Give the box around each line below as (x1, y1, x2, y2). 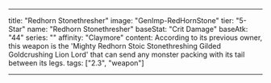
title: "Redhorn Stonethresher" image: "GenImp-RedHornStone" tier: (8, 16, 235, 25)
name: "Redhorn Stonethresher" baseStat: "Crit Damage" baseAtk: (27, 25, 248, 34)
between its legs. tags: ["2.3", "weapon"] (8, 58, 144, 68)
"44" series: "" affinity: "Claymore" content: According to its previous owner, (8, 33, 263, 42)
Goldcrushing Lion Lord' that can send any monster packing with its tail (8, 49, 245, 59)
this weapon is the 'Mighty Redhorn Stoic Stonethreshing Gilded (8, 41, 222, 50)
